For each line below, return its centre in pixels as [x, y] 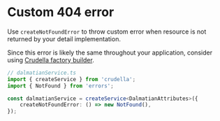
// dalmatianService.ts [42, 73]
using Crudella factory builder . [51, 59]
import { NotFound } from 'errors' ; [60, 86]
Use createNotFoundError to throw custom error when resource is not [107, 31]
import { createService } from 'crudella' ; [72, 79]
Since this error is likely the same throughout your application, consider [110, 52]
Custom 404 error [61, 12]
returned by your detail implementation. [64, 38]
